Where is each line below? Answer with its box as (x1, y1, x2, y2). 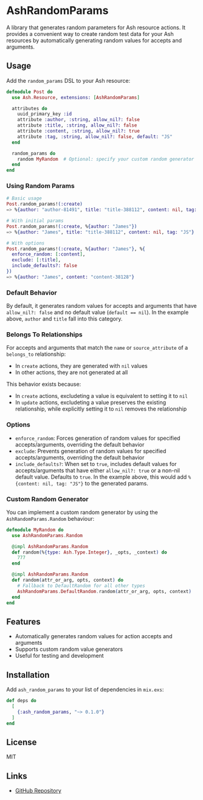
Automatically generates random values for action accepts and (15, 633, 173, 640)
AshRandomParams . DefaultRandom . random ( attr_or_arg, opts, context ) (17, 588, 191, 594)
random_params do (12, 150, 56, 156)
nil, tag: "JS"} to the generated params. (42, 479, 149, 487)
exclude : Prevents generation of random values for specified (15, 447, 167, 454)
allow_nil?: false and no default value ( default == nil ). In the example (6, 308, 189, 316)
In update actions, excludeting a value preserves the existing (15, 399, 167, 406)
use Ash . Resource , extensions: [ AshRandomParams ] (12, 94, 140, 100)
